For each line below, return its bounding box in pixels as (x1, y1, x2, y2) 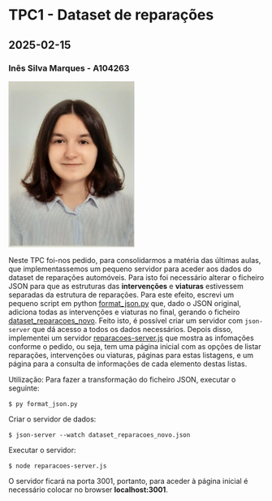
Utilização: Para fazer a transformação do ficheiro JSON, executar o (8, 374, 236, 384)
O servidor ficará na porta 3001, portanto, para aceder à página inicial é (8, 476, 248, 486)
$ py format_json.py (8, 400, 79, 408)
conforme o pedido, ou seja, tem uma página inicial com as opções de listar (8, 341, 261, 351)
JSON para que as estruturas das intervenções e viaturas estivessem (8, 281, 244, 291)
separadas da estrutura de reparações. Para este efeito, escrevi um (8, 290, 234, 300)
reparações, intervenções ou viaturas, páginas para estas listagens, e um (8, 350, 254, 360)
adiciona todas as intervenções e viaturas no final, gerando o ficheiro (8, 307, 240, 317)
